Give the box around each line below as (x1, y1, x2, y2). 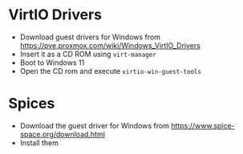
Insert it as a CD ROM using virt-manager (19, 49, 156, 59)
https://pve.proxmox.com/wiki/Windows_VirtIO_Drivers (19, 40, 200, 50)
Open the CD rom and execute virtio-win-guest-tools (19, 66, 202, 75)
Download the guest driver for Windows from (19, 120, 170, 130)
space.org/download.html (19, 129, 106, 139)
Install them (19, 138, 59, 148)
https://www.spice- (171, 120, 235, 130)
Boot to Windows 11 (19, 58, 85, 67)
